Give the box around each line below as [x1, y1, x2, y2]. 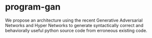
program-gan [5, 1, 61, 13]
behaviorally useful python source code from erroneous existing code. [5, 27, 148, 33]
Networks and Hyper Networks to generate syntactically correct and [5, 22, 144, 28]
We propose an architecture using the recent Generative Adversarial [5, 17, 143, 23]
